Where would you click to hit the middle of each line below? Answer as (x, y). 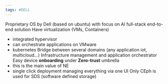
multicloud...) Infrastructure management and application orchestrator (85, 55)
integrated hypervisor (35, 39)
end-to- (155, 24)
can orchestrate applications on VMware (54, 44)
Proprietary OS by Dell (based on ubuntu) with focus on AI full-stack (76, 24)
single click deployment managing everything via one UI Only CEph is (84, 71)
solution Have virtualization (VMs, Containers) (62, 29)
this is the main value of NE (41, 65)
